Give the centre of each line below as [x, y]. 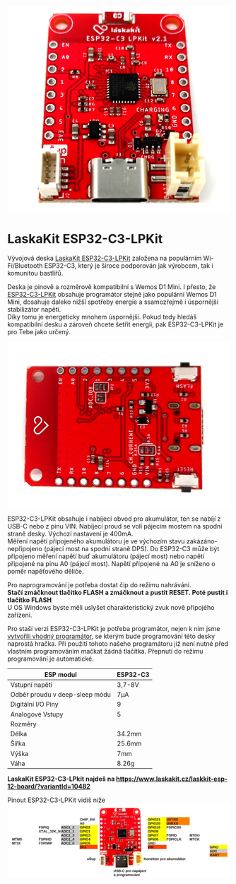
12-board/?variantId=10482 [49, 786]
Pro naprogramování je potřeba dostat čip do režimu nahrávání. [100, 585]
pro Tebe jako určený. [39, 332]
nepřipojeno [25, 549]
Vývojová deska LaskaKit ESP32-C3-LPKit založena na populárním [105, 258]
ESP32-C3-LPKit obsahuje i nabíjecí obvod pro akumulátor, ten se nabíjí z [114, 519]
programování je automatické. [51, 659]
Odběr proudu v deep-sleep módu [61, 694]
